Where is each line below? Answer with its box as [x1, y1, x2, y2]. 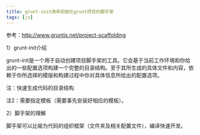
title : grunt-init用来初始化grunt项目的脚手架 [6, 8, 114, 15]
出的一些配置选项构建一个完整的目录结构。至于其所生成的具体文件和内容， [6, 64, 189, 71]
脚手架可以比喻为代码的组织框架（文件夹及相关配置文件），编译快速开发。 [6, 122, 186, 129]
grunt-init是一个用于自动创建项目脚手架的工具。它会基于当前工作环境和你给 [6, 56, 190, 64]
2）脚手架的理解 [6, 109, 46, 117]
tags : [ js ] [6, 14, 33, 20]
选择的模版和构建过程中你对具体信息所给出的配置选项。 [26, 71, 162, 79]
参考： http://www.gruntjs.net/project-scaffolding [6, 31, 126, 39]
